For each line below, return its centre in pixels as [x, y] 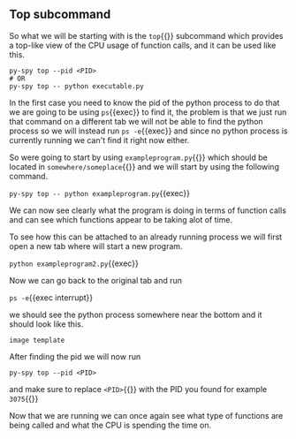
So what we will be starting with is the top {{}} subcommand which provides [147, 35]
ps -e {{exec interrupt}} [51, 297]
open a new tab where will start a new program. [96, 246]
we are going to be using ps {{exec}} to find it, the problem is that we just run [148, 112]
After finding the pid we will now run [75, 356]
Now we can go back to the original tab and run [96, 280]
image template [37, 340]
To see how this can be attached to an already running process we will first [146, 237]
